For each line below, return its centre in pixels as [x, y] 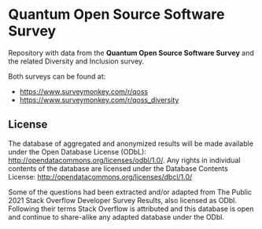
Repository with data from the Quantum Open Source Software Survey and [131, 53]
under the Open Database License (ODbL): [77, 151]
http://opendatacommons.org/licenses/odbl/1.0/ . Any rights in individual [124, 160]
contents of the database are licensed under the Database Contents [118, 168]
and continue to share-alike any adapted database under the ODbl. [116, 216]
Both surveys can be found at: [57, 76]
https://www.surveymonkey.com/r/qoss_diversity [99, 100]
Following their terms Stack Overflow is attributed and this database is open [131, 209]
